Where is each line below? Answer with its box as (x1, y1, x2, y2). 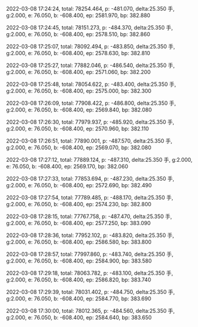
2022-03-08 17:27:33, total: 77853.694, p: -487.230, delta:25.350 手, (6, 175, 175, 182)
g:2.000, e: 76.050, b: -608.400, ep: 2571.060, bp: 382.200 (6, 69, 151, 75)
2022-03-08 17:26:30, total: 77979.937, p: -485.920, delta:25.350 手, (6, 118, 175, 126)
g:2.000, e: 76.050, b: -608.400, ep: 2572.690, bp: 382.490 (6, 182, 152, 188)
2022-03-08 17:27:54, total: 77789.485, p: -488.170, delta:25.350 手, (6, 194, 174, 201)
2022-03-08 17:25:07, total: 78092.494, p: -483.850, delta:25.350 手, (6, 43, 175, 50)
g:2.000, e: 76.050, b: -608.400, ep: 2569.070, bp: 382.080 (6, 144, 152, 151)
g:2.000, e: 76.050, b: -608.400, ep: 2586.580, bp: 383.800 (6, 239, 152, 245)
